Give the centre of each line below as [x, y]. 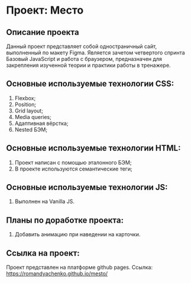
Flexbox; [25, 98]
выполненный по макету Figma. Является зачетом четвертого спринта [96, 53]
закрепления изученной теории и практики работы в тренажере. [88, 65]
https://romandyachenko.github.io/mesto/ [57, 274]
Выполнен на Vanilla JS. [45, 201]
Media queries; [33, 117]
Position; [25, 104]
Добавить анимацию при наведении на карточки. [77, 234]
